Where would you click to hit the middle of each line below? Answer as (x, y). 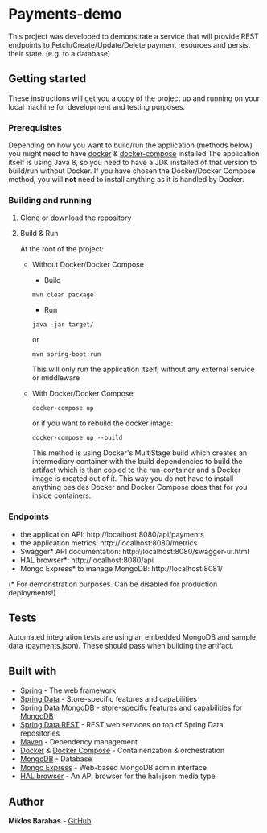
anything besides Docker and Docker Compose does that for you (140, 487)
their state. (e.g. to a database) (60, 53)
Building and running (50, 200)
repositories (40, 733)
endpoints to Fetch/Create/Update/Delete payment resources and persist (129, 44)
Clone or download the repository (76, 218)
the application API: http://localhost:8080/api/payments (112, 534)
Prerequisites (35, 127)
